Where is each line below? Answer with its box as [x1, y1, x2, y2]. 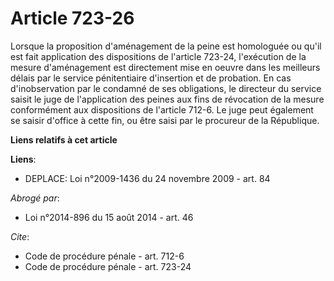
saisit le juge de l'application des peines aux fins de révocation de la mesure [10, 93, 325, 105]
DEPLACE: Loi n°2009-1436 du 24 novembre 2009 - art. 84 [24, 172, 271, 184]
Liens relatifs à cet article [10, 133, 118, 146]
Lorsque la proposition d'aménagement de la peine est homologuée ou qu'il [10, 40, 322, 52]
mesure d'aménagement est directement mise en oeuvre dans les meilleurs [10, 61, 321, 73]
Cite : [10, 230, 30, 242]
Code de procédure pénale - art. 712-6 [24, 250, 185, 262]
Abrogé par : [10, 192, 60, 204]
